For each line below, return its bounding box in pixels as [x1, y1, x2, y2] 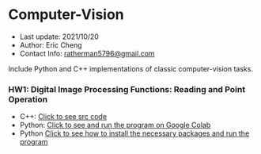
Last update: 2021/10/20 [19, 32, 99, 41]
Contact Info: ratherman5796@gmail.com [19, 48, 156, 58]
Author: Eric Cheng [19, 40, 82, 49]
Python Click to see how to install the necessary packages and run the [19, 129, 250, 138]
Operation [8, 94, 48, 105]
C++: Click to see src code [19, 112, 108, 121]
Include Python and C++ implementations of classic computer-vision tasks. [8, 64, 253, 73]
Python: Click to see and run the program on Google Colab [19, 121, 211, 130]
